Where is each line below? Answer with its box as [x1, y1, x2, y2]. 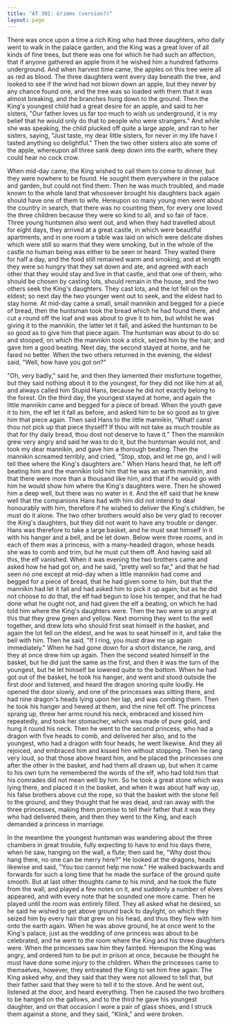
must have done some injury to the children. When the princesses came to [7, 958, 219, 966]
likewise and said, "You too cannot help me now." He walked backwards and [7, 862, 224, 871]
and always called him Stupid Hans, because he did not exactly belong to [7, 385, 215, 394]
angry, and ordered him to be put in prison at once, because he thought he [7, 951, 220, 959]
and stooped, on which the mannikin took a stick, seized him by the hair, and [7, 336, 225, 344]
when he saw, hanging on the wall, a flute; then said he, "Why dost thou [7, 848, 211, 856]
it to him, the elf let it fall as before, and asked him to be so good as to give [7, 408, 220, 416]
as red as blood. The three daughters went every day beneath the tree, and [7, 72, 221, 80]
